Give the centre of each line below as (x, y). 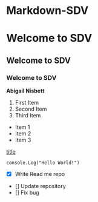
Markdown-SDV (47, 11)
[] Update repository (41, 186)
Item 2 (23, 134)
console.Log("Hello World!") (43, 163)
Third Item (28, 116)
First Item (27, 103)
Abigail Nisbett (25, 91)
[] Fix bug (27, 193)
